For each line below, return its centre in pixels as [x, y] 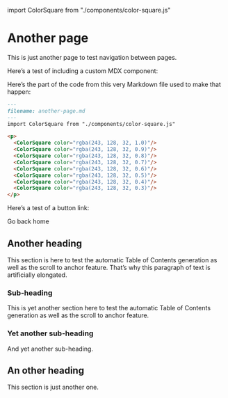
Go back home [28, 221]
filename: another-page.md [46, 111]
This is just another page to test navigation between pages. [92, 57]
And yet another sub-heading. [50, 349]
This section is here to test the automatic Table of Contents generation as [112, 260]
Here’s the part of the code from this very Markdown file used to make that [114, 84]
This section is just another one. [53, 387]
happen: [19, 91]
